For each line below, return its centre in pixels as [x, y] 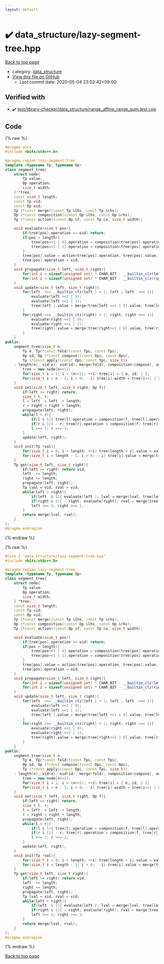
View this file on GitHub [36, 77]
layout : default [21, 10]
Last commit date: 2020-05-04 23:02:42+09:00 [68, 82]
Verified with [25, 97]
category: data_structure [37, 71]
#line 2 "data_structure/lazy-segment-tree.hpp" [55, 556]
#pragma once [18, 147]
